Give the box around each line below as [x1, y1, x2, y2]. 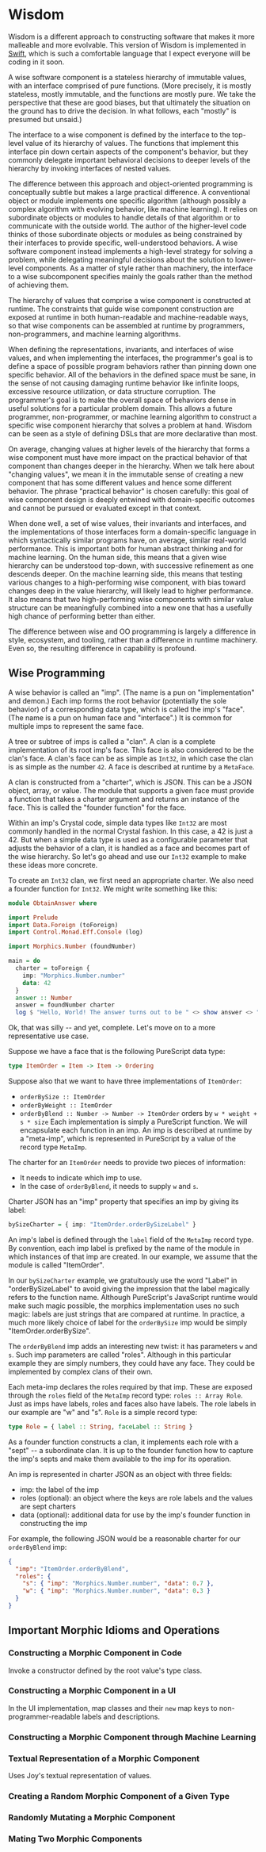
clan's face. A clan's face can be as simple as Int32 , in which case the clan [8, 753, 253, 763]
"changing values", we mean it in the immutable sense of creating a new [8, 470, 244, 479]
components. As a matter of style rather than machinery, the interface [25, 263, 253, 273]
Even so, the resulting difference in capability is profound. [8, 643, 197, 653]
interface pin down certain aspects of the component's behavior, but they [8, 147, 249, 156]
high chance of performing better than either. [8, 611, 156, 620]
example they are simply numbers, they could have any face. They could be [8, 1358, 256, 1367]
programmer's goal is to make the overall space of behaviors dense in [8, 395, 236, 405]
